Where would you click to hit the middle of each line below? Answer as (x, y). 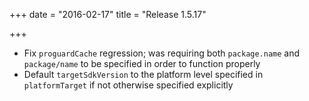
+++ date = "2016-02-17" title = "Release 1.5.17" (108, 14)
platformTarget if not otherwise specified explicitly (128, 85)
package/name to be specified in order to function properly (142, 63)
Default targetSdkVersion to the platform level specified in (143, 74)
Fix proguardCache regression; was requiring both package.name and (162, 53)
